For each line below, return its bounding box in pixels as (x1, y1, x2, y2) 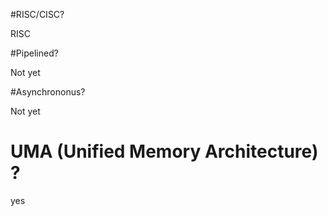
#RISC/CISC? (10, 9, 65, 20)
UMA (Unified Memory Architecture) (10, 140, 319, 163)
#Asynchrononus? (10, 86, 86, 98)
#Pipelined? (10, 47, 59, 59)
